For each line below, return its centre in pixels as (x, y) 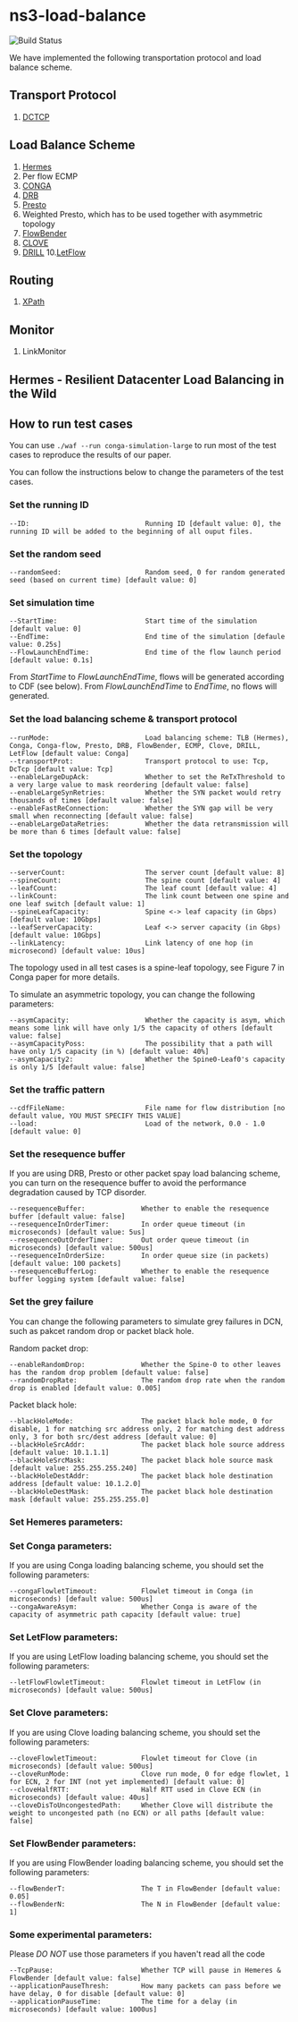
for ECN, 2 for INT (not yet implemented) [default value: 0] (127, 1781)
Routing (32, 280)
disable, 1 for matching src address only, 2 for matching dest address (147, 1429)
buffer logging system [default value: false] (97, 1279)
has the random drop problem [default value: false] (109, 1372)
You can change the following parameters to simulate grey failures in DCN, (146, 1321)
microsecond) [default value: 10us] (77, 951)
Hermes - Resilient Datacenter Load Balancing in (147, 380)
